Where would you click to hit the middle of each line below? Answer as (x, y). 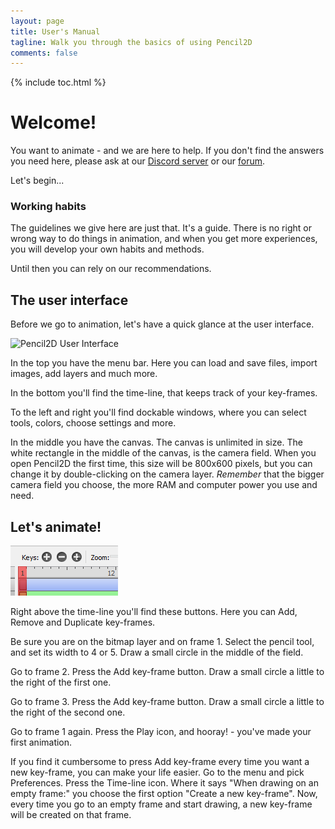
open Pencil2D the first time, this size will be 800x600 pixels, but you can (161, 464)
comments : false (44, 53)
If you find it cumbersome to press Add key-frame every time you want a (160, 762)
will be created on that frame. (71, 815)
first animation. (41, 742)
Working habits (48, 207)
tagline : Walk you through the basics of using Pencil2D (131, 42)
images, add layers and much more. (84, 374)
